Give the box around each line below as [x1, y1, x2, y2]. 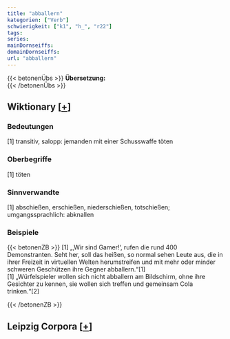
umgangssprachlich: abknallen [7, 211, 94, 219]
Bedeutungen [7, 122, 54, 132]
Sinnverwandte [7, 187, 60, 197]
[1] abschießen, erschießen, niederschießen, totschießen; [7, 203, 171, 212]
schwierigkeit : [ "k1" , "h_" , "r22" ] [7, 23, 112, 30]
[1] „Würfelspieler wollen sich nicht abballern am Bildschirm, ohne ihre [7, 273, 206, 281]
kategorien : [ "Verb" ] [7, 17, 70, 23]
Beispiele [7, 227, 39, 237]
